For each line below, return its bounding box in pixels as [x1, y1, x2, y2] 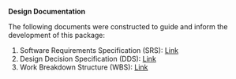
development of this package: [8, 31, 105, 39]
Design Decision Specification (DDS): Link [19, 55, 156, 63]
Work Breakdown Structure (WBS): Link [19, 62, 148, 72]
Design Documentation [8, 7, 85, 16]
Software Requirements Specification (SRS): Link [19, 46, 179, 55]
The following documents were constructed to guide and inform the [8, 22, 228, 31]
